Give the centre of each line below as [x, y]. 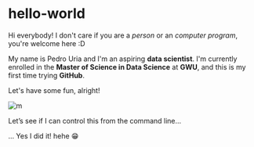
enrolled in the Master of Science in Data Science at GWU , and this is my [127, 66]
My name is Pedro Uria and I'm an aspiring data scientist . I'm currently [123, 59]
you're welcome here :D [47, 43]
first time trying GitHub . [46, 75]
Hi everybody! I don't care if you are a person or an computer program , [123, 35]
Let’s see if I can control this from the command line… [95, 120]
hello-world [47, 14]
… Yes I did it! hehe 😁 [44, 136]
